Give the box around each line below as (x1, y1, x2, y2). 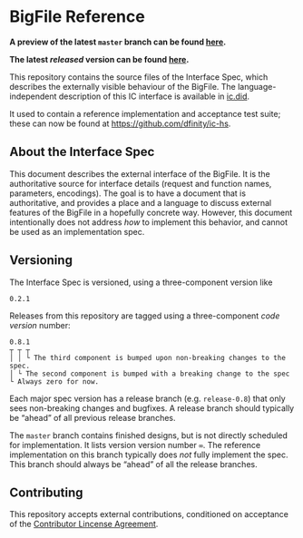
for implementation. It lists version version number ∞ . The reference (9, 439, 261, 450)
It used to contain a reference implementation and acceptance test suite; (9, 108, 281, 119)
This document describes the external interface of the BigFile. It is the (9, 168, 270, 179)
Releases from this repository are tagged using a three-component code (9, 310, 280, 321)
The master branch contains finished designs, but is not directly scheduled (9, 429, 288, 441)
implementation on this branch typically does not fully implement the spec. (9, 449, 288, 460)
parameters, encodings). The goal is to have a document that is (9, 188, 247, 199)
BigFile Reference (9, 6, 145, 27)
